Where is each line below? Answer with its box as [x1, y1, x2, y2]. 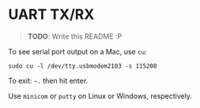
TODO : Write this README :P [27, 32, 123, 41]
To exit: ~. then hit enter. [8, 76, 89, 85]
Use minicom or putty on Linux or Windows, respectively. [8, 91, 192, 100]
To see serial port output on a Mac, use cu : [8, 47, 148, 56]
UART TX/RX [8, 6, 95, 24]
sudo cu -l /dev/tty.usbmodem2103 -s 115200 [8, 61, 157, 70]
